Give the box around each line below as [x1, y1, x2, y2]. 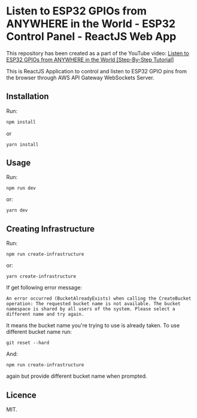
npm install [6, 119, 36, 125]
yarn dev [6, 207, 28, 214]
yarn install [6, 141, 39, 148]
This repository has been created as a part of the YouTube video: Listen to [6, 49, 190, 56]
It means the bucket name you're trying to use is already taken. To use [6, 322, 180, 329]
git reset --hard [6, 340, 50, 346]
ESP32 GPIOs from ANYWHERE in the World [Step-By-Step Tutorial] [6, 56, 174, 63]
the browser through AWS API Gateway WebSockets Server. [6, 74, 154, 81]
